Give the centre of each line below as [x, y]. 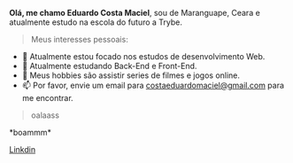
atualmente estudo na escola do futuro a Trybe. [96, 22]
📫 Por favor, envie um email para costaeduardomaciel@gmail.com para [153, 85]
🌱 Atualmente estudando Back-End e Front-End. [109, 66]
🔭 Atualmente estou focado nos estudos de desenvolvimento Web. [143, 56]
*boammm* [30, 132]
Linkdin [23, 149]
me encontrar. [47, 98]
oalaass [45, 115]
